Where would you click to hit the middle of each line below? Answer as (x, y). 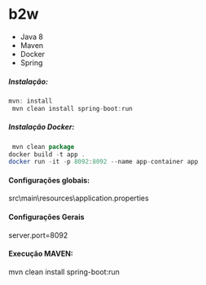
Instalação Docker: (42, 127)
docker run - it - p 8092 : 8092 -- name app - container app (103, 162)
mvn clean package (43, 147)
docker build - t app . (47, 154)
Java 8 (31, 37)
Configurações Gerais (46, 217)
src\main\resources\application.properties (79, 198)
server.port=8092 (38, 235)
